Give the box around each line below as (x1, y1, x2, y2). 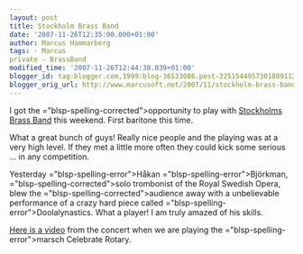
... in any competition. (9, 150, 90, 162)
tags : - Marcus (9, 47, 67, 56)
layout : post (9, 13, 59, 23)
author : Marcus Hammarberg (9, 38, 111, 48)
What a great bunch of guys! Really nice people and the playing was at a (9, 132, 279, 142)
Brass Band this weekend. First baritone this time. (9, 114, 194, 125)
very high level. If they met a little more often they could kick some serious (9, 141, 286, 152)
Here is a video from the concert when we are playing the (9, 224, 224, 235)
